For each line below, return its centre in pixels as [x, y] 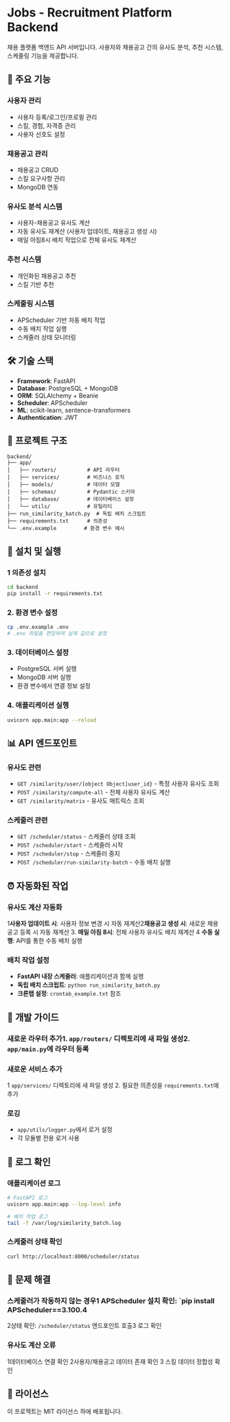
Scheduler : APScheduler [52, 402]
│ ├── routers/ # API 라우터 [64, 470]
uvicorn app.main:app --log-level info [64, 1204]
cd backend [23, 587]
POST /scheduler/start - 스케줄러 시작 [70, 845]
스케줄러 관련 [27, 820]
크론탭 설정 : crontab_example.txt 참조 [69, 994]
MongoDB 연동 [38, 187]
